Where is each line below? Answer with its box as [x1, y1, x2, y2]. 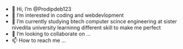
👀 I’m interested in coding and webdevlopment [11, 12, 124, 19]
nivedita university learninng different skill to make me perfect [11, 24, 161, 31]
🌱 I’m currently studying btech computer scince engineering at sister [11, 18, 177, 24]
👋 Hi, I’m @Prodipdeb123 [11, 6, 72, 12]
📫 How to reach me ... [11, 37, 66, 44]
